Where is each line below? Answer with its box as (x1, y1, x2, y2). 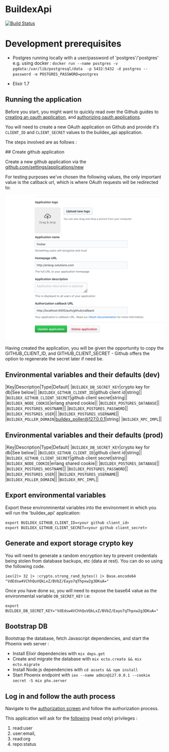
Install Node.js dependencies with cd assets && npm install (12, 667, 138, 673)
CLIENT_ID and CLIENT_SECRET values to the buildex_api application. (5, 129, 143, 135)
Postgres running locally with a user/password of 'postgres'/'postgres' (12, 55, 159, 61)
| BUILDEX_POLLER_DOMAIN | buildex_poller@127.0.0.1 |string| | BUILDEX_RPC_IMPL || (5, 416, 162, 422)
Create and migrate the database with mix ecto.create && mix (12, 656, 142, 662)
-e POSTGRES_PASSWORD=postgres (33, 72, 99, 77)
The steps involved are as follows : (5, 139, 77, 145)
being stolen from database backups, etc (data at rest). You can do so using (5, 557, 162, 564)
